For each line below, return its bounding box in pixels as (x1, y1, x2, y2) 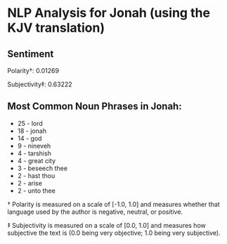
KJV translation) (7, 20, 105, 36)
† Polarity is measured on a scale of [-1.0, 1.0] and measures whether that (7, 200, 220, 208)
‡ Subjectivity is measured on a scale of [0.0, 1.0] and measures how (7, 221, 206, 229)
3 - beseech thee (17, 164, 68, 172)
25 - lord (17, 119, 44, 127)
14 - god (17, 134, 42, 142)
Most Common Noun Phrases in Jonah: (7, 101, 182, 113)
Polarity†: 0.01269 (7, 67, 60, 75)
